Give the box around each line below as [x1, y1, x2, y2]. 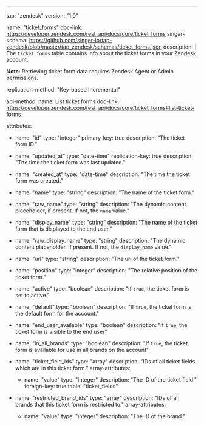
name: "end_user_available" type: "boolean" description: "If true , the [15, 322, 188, 328]
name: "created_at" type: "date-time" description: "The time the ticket [15, 171, 190, 178]
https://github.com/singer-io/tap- [29, 37, 112, 44]
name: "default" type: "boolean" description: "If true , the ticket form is [15, 303, 192, 310]
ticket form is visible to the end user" [15, 328, 107, 335]
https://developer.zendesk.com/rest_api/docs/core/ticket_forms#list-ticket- [6, 104, 195, 111]
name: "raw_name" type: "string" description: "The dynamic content [15, 201, 186, 208]
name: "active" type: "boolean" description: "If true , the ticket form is [15, 285, 189, 292]
